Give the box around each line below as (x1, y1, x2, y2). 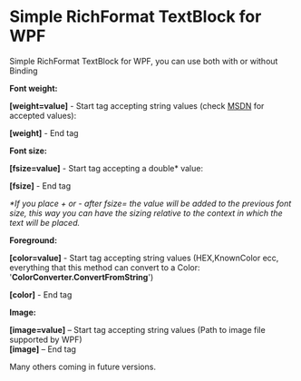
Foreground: (9, 234, 57, 246)
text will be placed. (9, 217, 81, 228)
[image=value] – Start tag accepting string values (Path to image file (9, 324, 266, 335)
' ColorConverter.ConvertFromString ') (9, 271, 154, 282)
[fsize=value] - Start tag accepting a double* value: (9, 162, 204, 173)
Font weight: (9, 83, 58, 93)
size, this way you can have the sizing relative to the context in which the (9, 207, 283, 219)
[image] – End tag (9, 343, 77, 355)
